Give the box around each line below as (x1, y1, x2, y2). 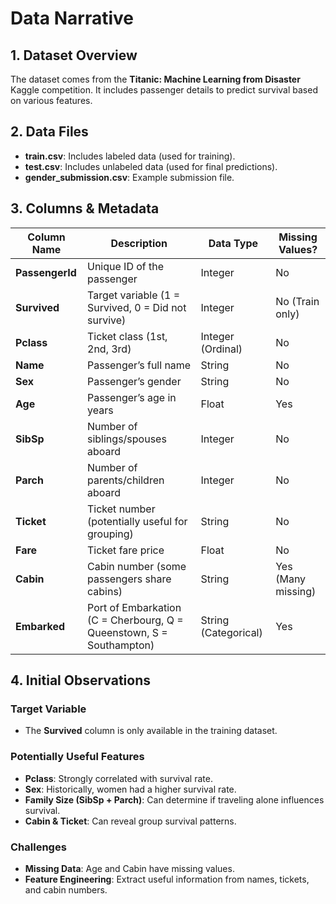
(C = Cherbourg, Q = (87, 613, 184, 627)
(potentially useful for (87, 514, 188, 528)
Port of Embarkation (87, 600, 182, 614)
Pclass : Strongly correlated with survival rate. (24, 772, 213, 784)
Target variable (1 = (87, 288, 181, 302)
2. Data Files (10, 123, 89, 141)
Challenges (10, 840, 67, 854)
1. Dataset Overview (10, 47, 138, 64)
